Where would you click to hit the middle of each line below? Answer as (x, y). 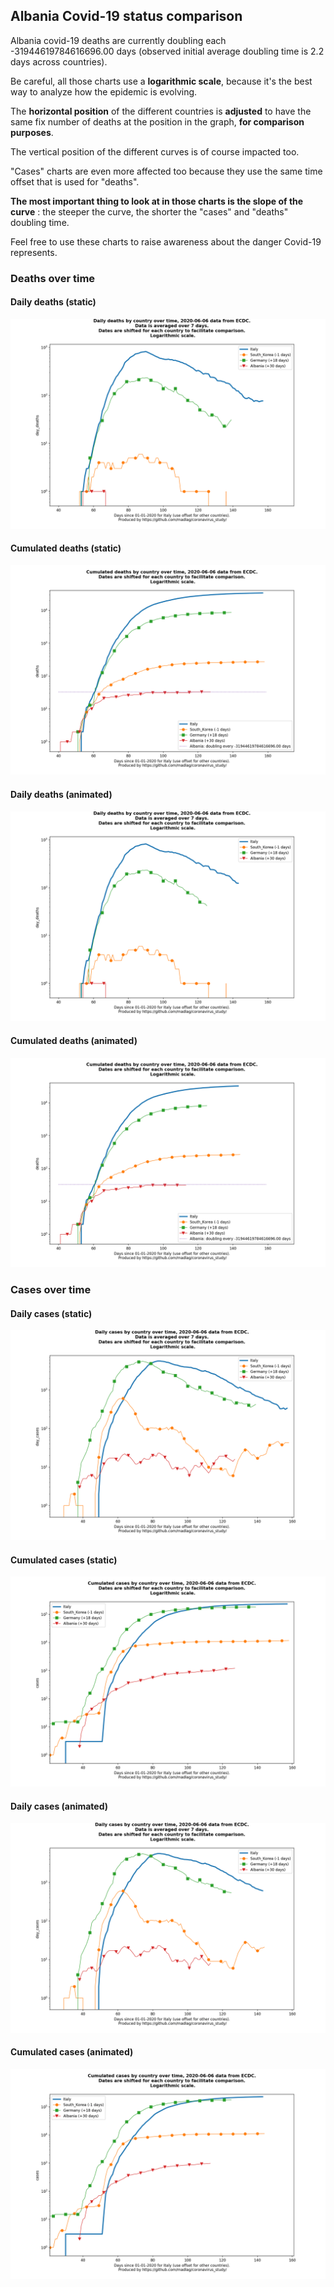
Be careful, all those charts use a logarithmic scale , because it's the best (161, 81)
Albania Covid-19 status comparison (126, 16)
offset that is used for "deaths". (75, 181)
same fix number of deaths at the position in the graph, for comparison (157, 121)
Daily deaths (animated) (61, 795)
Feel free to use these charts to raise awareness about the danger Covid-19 (166, 241)
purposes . (32, 132)
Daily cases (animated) (59, 1806)
